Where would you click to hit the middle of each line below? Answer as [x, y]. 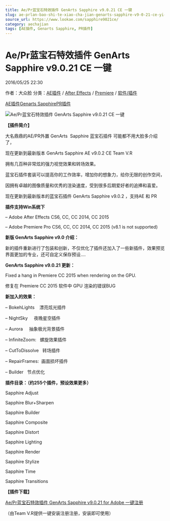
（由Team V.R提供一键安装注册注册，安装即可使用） [59, 513]
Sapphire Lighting [24, 442]
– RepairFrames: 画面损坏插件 [37, 361]
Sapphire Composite [27, 422]
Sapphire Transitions [27, 481]
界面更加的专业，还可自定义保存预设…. [46, 254]
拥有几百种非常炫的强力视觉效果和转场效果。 [52, 164]
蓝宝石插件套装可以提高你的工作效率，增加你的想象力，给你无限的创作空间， [85, 175]
